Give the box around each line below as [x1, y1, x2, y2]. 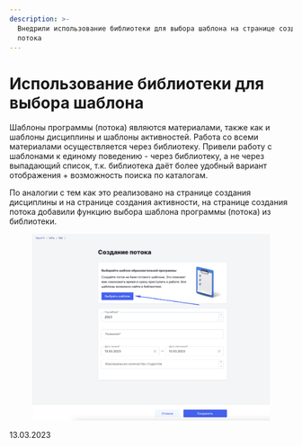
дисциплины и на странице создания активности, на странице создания [9, 197, 288, 208]
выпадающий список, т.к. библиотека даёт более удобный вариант [9, 160, 268, 171]
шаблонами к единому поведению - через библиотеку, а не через [9, 151, 265, 162]
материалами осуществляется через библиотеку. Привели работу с [9, 141, 272, 152]
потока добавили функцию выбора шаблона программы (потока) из [9, 207, 271, 218]
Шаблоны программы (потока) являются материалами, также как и [9, 122, 271, 133]
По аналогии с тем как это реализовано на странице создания [9, 187, 252, 198]
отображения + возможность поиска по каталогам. [9, 170, 209, 181]
